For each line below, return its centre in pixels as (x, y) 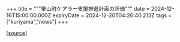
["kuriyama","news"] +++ (37, 22)
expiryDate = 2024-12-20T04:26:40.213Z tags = (112, 15)
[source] (17, 33)
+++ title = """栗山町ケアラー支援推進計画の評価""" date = (78, 9)
